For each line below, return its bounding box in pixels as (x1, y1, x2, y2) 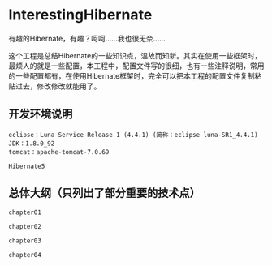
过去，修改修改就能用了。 (15, 81, 101, 91)
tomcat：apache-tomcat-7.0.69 (8, 148, 110, 156)
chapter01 (8, 208, 42, 217)
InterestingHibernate (8, 6, 153, 24)
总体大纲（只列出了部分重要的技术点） (8, 187, 201, 200)
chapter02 (8, 222, 42, 230)
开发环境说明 (8, 107, 73, 121)
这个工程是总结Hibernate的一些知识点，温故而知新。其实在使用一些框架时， (8, 50, 262, 60)
